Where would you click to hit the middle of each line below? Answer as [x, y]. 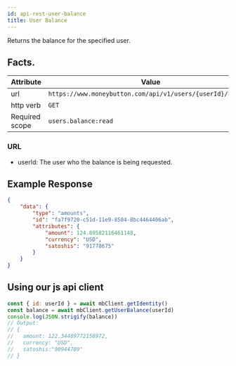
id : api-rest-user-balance [47, 14]
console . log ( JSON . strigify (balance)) [63, 317]
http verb [26, 105]
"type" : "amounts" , [61, 214]
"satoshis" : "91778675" [79, 246]
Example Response [50, 184]
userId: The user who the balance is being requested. [95, 162]
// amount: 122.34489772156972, [58, 336]
